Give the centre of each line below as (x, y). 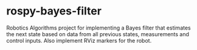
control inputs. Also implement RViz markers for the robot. (79, 40)
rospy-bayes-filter (54, 11)
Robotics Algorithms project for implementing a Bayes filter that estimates (98, 28)
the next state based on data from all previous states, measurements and (98, 34)
